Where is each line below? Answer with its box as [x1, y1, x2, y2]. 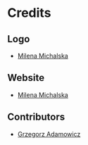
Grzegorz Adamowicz [17, 130, 81, 138]
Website [7, 72, 44, 84]
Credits [7, 5, 51, 21]
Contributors [7, 111, 65, 123]
